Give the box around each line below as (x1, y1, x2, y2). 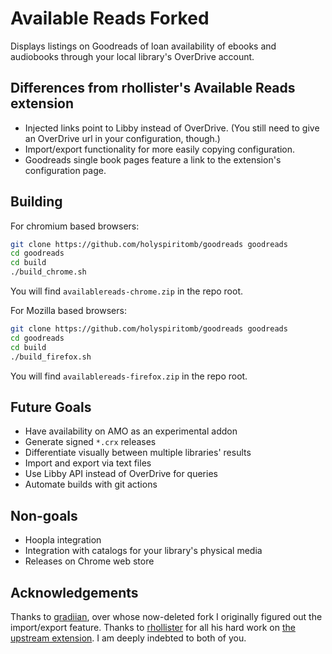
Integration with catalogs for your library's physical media (24, 545, 263, 557)
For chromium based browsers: (10, 220, 140, 232)
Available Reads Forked (10, 7, 210, 30)
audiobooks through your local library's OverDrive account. (10, 50, 255, 62)
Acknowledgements (10, 584, 139, 601)
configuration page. (24, 164, 107, 176)
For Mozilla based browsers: (10, 305, 127, 317)
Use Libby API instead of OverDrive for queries (24, 468, 218, 480)
